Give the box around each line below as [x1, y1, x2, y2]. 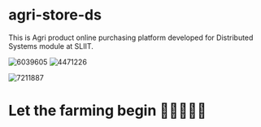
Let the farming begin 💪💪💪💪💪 [8, 102, 207, 120]
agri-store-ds [8, 6, 102, 24]
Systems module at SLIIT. [8, 41, 94, 50]
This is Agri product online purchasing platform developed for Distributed [8, 33, 254, 42]
